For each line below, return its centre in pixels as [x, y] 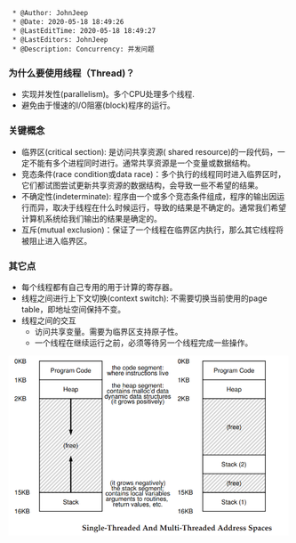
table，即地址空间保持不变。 [73, 309]
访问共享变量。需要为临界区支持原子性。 [108, 331]
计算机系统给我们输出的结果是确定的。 [91, 218]
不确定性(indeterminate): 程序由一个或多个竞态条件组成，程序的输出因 [149, 196]
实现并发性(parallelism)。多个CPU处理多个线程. [108, 94]
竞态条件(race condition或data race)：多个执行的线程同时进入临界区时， [153, 174]
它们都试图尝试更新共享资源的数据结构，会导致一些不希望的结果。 [142, 185]
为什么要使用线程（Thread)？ [72, 73]
